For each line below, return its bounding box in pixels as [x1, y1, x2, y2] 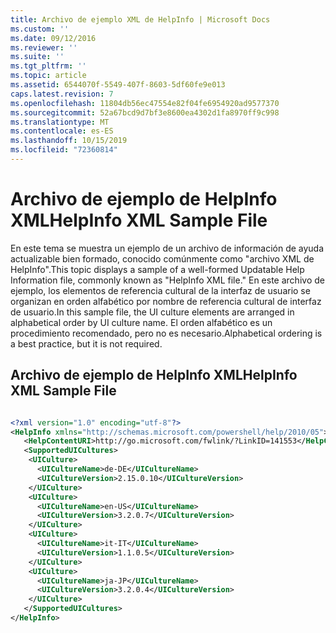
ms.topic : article [10, 71, 87, 81]
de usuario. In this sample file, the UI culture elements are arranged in [10, 306, 295, 318]
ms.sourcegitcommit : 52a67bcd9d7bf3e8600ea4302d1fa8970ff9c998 [10, 107, 280, 118]
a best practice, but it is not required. [10, 337, 163, 350]
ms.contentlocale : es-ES [10, 126, 114, 136]
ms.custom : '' [10, 24, 70, 34]
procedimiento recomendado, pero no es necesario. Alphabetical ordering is [10, 327, 323, 339]
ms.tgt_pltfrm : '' [10, 61, 87, 71]
